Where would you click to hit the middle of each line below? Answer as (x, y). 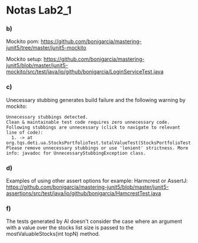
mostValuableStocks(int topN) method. (53, 234)
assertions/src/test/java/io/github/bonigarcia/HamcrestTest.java (84, 193)
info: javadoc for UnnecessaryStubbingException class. (76, 153)
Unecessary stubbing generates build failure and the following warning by (96, 100)
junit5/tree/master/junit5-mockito (46, 48)
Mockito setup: (24, 59)
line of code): (25, 132)
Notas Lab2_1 (39, 10)
